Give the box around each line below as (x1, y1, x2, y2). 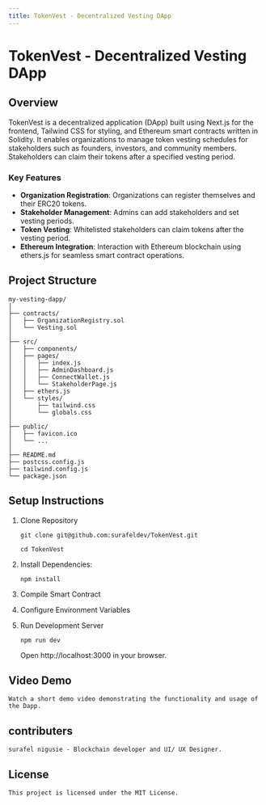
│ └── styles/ (8, 394, 63, 402)
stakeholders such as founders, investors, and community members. (8, 143, 237, 153)
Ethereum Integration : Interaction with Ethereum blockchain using (19, 242, 242, 251)
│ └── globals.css (8, 408, 92, 416)
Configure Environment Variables (19, 605, 131, 614)
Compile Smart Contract (19, 589, 101, 599)
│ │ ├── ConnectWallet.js (8, 373, 111, 381)
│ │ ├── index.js (8, 359, 82, 367)
